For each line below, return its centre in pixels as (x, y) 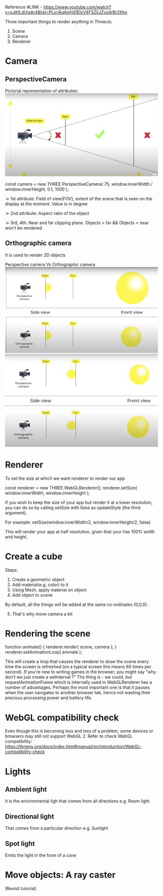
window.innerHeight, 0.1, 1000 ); (37, 189)
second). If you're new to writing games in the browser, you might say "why (81, 672)
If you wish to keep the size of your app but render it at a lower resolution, (79, 502)
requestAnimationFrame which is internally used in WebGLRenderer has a (79, 682)
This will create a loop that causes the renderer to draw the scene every (77, 662)
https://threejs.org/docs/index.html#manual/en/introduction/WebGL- (73, 747)
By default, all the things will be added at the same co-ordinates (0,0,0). (77, 604)
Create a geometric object (38, 579)
